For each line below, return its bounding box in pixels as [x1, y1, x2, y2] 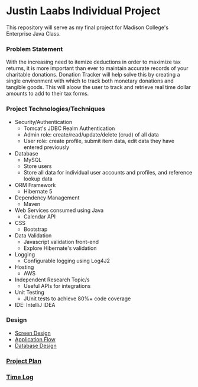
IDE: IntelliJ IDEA [14, 301, 56, 308]
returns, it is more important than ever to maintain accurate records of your [6, 65, 189, 72]
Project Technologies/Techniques [6, 105, 105, 113]
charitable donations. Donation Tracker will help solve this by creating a [6, 71, 180, 78]
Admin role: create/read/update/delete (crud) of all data [23, 131, 160, 138]
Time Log [6, 373, 34, 381]
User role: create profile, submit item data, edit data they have [23, 137, 174, 144]
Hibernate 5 [23, 188, 53, 195]
